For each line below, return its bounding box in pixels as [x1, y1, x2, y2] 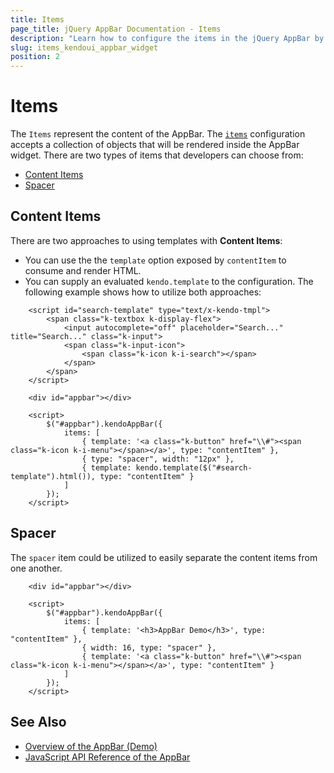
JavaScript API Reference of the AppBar [24, 751, 191, 763]
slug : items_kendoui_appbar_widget [10, 42, 159, 53]
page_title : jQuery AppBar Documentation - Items [10, 24, 222, 34]
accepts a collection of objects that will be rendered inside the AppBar [10, 139, 300, 151]
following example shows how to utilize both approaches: [24, 286, 262, 298]
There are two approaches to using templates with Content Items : [10, 234, 283, 246]
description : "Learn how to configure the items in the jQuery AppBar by [10, 33, 325, 43]
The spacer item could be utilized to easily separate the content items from [10, 551, 318, 563]
